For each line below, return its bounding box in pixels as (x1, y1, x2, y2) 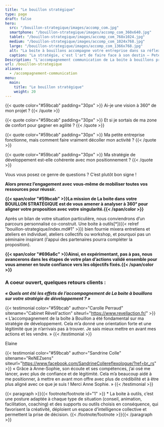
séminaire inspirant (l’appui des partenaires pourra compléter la (5, 237, 133, 242)
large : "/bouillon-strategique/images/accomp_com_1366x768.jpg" (9, 44, 143, 48)
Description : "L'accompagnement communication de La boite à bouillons (5, 57, 154, 62)
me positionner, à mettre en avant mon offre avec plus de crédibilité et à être (5, 376, 159, 382)
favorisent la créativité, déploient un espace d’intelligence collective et (5, 406, 147, 412)
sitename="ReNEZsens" (5, 355, 54, 361)
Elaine (5, 340, 18, 346)
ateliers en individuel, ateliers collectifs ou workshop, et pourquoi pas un (5, 231, 151, 237)
